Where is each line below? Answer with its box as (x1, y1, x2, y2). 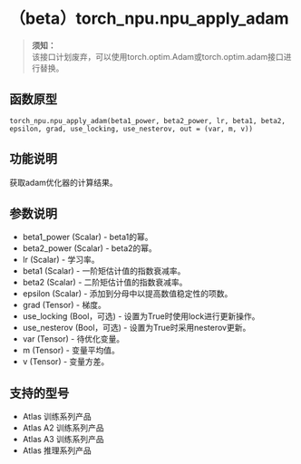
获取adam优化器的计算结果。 (9, 177, 118, 188)
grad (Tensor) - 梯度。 (22, 300, 106, 311)
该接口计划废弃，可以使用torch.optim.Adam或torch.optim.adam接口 (31, 51, 284, 62)
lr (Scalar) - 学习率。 (22, 255, 100, 266)
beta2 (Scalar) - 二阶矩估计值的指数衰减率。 (22, 277, 188, 288)
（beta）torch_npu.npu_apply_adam (9, 8, 289, 29)
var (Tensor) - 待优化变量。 (22, 333, 125, 344)
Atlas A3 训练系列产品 (22, 434, 104, 445)
